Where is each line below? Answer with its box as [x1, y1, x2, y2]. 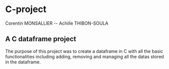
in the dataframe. [5, 59, 41, 65]
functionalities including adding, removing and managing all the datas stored [5, 53, 164, 59]
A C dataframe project [5, 35, 77, 43]
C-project [5, 4, 47, 15]
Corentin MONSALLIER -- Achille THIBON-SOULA [5, 20, 108, 26]
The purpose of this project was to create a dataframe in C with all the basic [5, 48, 163, 54]
